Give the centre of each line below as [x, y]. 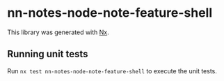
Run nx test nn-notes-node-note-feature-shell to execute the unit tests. [112, 71]
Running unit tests [48, 54]
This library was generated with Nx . [58, 32]
